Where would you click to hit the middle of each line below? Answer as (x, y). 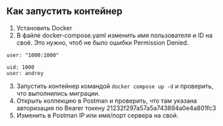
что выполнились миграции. (58, 93)
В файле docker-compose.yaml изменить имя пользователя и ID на (114, 35)
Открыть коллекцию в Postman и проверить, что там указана (107, 101)
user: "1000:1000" (33, 55)
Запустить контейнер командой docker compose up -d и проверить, (115, 86)
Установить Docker (44, 28)
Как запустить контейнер (65, 11)
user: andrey (25, 73)
